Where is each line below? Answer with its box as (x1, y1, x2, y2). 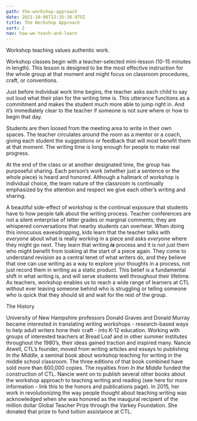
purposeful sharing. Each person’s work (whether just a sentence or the (6, 167, 180, 174)
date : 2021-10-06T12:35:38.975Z (6, 14, 85, 20)
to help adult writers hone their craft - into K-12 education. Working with (6, 327, 180, 334)
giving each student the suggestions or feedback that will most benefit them (6, 137, 191, 144)
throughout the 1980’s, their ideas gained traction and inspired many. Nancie (6, 339, 191, 346)
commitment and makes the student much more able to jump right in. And (6, 101, 185, 108)
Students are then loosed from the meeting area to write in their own (6, 125, 172, 132)
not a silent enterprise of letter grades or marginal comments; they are (6, 216, 176, 224)
